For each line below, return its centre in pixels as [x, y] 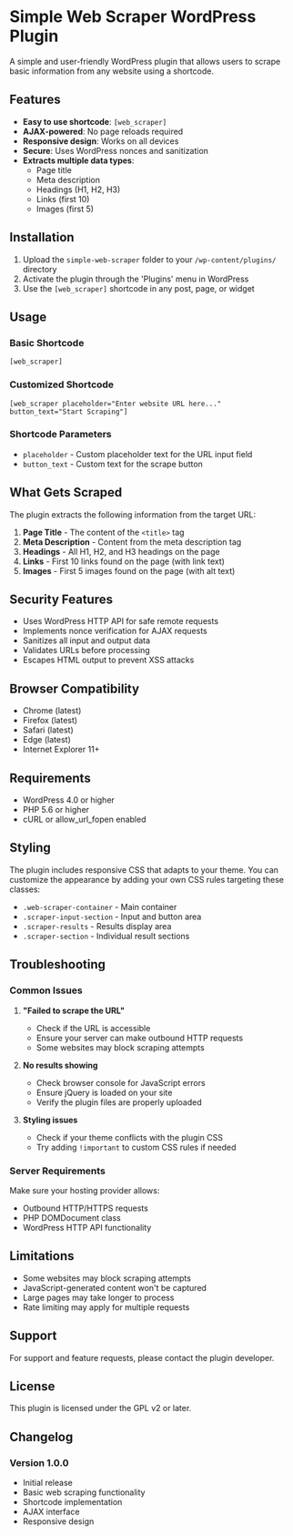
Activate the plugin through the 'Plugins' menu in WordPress [136, 279]
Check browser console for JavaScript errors [121, 1082]
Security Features [61, 600]
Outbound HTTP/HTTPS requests [85, 1208]
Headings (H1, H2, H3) [78, 189]
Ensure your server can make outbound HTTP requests [140, 1038]
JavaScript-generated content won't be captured [115, 1287]
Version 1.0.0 [39, 1462]
